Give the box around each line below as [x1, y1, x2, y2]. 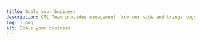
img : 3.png [6, 19, 33, 25]
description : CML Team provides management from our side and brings [6, 14, 184, 20]
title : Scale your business [6, 8, 77, 15]
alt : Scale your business [6, 25, 71, 31]
